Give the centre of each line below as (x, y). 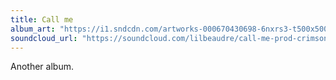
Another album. (42, 67)
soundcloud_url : (44, 38)
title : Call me (42, 19)
